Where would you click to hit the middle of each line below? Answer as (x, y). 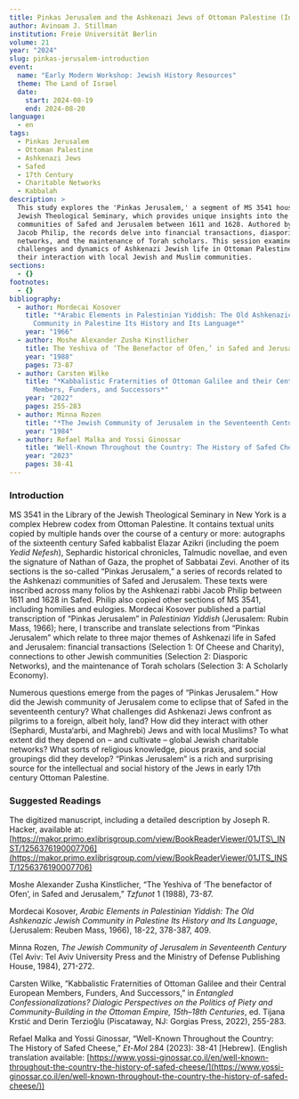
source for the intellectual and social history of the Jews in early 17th (135, 768)
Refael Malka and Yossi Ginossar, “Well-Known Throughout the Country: (141, 1038)
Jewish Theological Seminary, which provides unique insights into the (153, 216)
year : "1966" (49, 332)
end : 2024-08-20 (56, 109)
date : (28, 92)
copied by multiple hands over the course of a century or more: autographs (147, 534)
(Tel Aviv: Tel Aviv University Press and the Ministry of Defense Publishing (145, 957)
